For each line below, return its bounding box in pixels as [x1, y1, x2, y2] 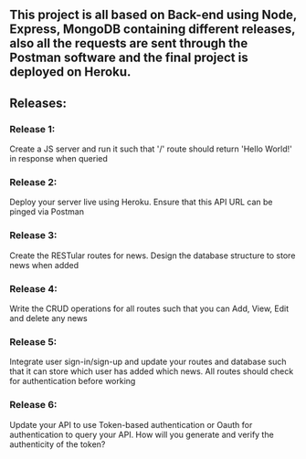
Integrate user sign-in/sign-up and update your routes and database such [9, 356, 287, 368]
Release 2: [9, 176, 58, 188]
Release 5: [9, 335, 58, 348]
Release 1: [9, 122, 56, 135]
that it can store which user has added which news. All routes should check [9, 366, 294, 377]
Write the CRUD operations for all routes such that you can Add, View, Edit [9, 303, 290, 314]
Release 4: [9, 282, 58, 295]
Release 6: [9, 399, 58, 412]
